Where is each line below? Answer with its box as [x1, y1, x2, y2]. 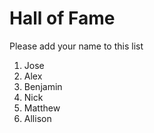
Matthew [23, 102, 61, 114]
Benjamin [23, 80, 63, 92]
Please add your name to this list [9, 40, 144, 52]
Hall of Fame [9, 7, 116, 30]
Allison [23, 112, 52, 124]
